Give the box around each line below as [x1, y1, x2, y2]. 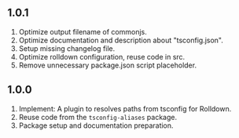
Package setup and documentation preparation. [18, 121, 174, 130]
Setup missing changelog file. [18, 43, 116, 53]
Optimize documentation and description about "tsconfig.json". [18, 35, 223, 45]
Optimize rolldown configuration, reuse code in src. [18, 52, 186, 61]
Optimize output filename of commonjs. [18, 27, 147, 36]
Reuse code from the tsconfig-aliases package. [18, 112, 178, 122]
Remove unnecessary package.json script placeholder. [18, 60, 197, 70]
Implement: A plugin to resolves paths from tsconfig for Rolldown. [18, 103, 232, 113]
